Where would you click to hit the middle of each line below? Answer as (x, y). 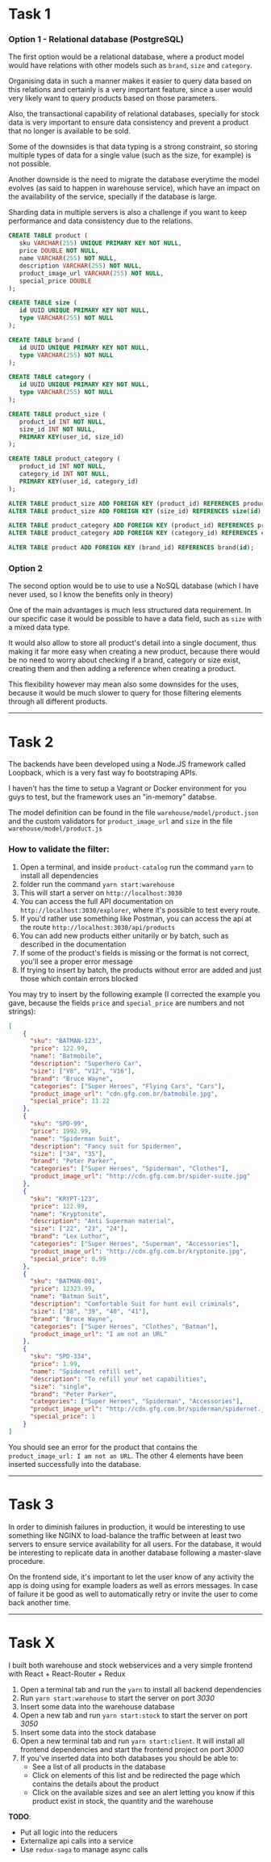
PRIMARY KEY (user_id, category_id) (79, 481)
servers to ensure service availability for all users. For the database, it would (135, 1544)
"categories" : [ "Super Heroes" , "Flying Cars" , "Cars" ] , (127, 1086)
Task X (32, 1643)
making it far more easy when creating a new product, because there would (134, 652)
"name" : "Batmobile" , (66, 1056)
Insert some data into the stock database (88, 1732)
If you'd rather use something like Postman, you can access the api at (135, 918)
